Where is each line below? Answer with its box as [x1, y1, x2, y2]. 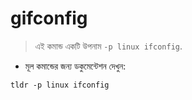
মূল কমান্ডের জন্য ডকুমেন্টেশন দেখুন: [24, 60, 127, 72]
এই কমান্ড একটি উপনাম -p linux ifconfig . [34, 40, 183, 52]
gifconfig [10, 7, 88, 30]
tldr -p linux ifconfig [10, 80, 110, 90]
